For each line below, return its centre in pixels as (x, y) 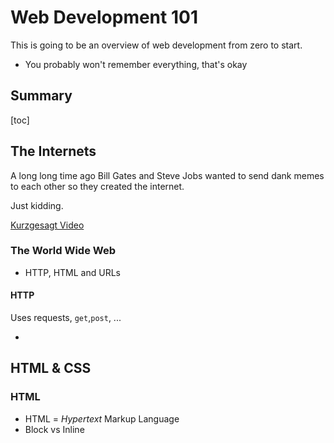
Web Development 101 (104, 17)
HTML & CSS (51, 368)
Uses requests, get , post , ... (66, 318)
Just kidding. (37, 205)
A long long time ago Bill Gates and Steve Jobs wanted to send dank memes (167, 175)
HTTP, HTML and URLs (72, 272)
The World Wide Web (63, 251)
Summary (41, 96)
